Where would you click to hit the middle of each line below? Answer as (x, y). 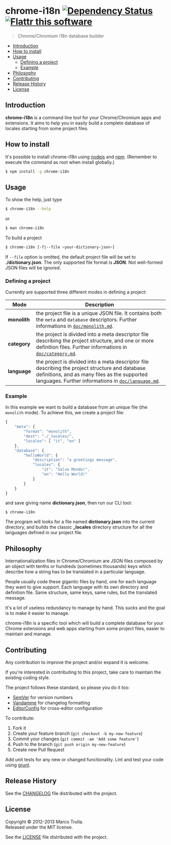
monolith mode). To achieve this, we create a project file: (65, 413)
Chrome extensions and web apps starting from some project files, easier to (85, 629)
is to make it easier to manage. (37, 613)
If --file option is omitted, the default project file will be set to (71, 257)
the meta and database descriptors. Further (87, 320)
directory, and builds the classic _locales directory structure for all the (79, 527)
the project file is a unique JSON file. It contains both (99, 313)
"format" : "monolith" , (48, 432)
